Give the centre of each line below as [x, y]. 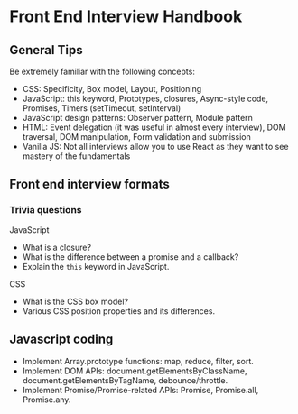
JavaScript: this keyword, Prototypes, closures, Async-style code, [145, 98]
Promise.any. [47, 400]
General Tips [46, 50]
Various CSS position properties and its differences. [118, 311]
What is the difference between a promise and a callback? [130, 257]
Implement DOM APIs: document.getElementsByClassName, [135, 371]
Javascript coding [61, 340]
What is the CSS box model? [75, 301]
